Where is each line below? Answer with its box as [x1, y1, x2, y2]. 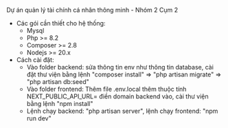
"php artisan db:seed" [26, 78, 90, 85]
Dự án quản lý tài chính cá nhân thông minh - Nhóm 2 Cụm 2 [6, 6, 179, 14]
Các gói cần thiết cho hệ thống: [16, 19, 106, 27]
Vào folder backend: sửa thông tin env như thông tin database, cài [26, 63, 214, 71]
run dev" [26, 114, 52, 122]
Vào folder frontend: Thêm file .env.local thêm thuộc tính [26, 85, 187, 93]
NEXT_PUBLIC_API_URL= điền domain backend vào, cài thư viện [26, 92, 209, 100]
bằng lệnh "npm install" [26, 100, 93, 107]
